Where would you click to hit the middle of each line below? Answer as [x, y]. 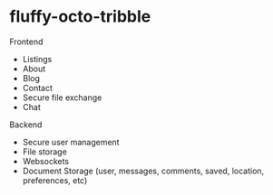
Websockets [46, 161]
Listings [37, 59]
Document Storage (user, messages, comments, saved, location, [143, 171]
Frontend [26, 42]
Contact [37, 88]
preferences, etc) [55, 180]
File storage [45, 152]
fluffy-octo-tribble [80, 17]
